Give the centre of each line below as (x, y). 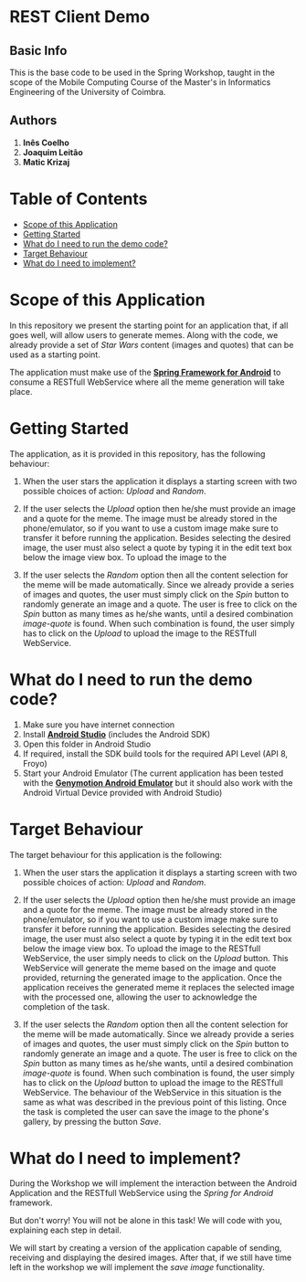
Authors (33, 121)
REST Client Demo (80, 17)
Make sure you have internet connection (99, 725)
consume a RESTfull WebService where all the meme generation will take (147, 382)
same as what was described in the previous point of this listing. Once (155, 1102)
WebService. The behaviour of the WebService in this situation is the (152, 1092)
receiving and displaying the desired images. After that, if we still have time (151, 1257)
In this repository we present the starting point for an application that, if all (149, 325)
